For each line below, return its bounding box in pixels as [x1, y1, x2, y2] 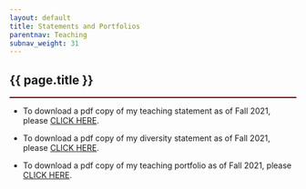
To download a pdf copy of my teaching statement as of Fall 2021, [22, 105, 271, 116]
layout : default [9, 13, 71, 23]
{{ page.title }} [9, 72, 94, 87]
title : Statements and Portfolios [9, 22, 141, 31]
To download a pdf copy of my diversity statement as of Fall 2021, [22, 133, 270, 144]
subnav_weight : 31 [9, 38, 79, 48]
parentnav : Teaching [9, 30, 88, 39]
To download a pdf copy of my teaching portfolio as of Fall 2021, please [22, 160, 292, 171]
